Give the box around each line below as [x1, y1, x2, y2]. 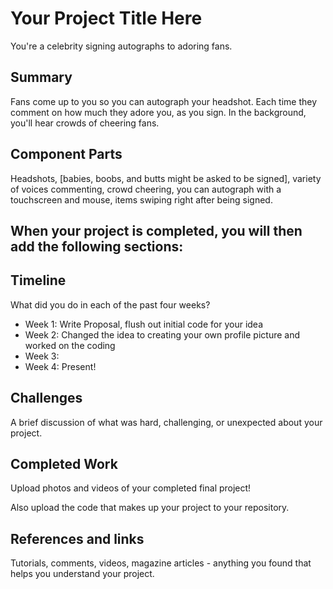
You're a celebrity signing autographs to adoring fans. [10, 40, 233, 52]
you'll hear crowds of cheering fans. [10, 117, 160, 129]
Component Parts [10, 146, 123, 163]
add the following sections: [10, 238, 184, 255]
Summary [10, 69, 73, 86]
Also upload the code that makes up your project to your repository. [10, 502, 290, 514]
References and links [10, 530, 145, 547]
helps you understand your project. [10, 568, 155, 580]
